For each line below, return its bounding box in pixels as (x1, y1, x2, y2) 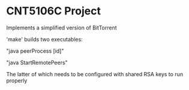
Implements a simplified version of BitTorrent (6, 24, 117, 31)
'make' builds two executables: (6, 35, 83, 43)
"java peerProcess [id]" (6, 47, 64, 55)
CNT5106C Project (6, 4, 101, 18)
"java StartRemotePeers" (6, 59, 68, 66)
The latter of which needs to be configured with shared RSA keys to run (6, 70, 184, 77)
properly (6, 77, 28, 84)
